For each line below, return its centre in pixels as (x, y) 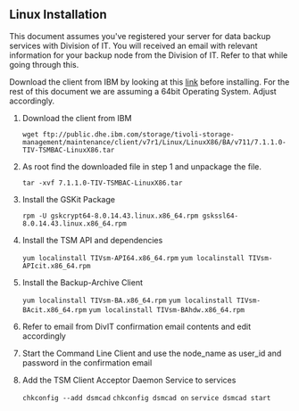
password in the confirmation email (87, 362)
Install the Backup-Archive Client (83, 282)
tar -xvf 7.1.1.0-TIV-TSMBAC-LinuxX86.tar (102, 183)
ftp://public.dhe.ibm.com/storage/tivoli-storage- (138, 134)
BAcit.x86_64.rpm (54, 310)
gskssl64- (220, 216)
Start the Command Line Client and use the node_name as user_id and (152, 353)
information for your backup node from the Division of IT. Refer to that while (149, 55)
